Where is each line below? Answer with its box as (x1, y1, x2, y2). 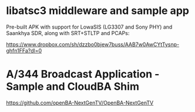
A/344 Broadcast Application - (6, 68, 160, 81)
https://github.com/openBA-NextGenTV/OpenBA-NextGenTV (6, 99, 154, 106)
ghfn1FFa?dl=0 (6, 47, 42, 54)
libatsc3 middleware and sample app (6, 4, 190, 17)
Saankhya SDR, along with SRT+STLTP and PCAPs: (6, 29, 130, 36)
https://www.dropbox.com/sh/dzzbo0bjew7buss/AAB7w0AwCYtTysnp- (6, 41, 180, 48)
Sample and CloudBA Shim (6, 80, 140, 93)
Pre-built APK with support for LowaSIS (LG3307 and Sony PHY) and (6, 23, 173, 30)
